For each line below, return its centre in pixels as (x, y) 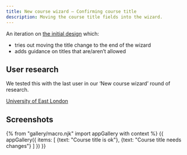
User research (32, 69)
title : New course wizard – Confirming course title (71, 11)
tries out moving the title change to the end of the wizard (83, 45)
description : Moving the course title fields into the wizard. (84, 17)
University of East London (37, 101)
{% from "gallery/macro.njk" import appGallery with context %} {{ (85, 134)
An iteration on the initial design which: (53, 33)
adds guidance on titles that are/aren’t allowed (70, 51)
